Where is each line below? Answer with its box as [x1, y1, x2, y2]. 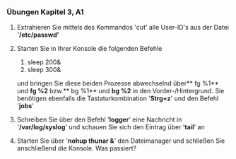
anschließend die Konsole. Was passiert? [16, 144, 137, 153]
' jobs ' [16, 102, 35, 110]
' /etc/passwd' [16, 30, 59, 39]
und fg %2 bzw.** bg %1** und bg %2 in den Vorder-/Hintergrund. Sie [16, 87, 225, 95]
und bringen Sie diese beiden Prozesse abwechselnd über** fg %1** [16, 79, 219, 88]
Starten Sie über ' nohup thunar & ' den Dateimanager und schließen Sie [16, 136, 225, 145]
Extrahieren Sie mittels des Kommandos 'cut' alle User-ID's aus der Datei [16, 23, 229, 32]
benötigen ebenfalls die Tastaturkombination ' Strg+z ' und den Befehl [16, 94, 219, 102]
